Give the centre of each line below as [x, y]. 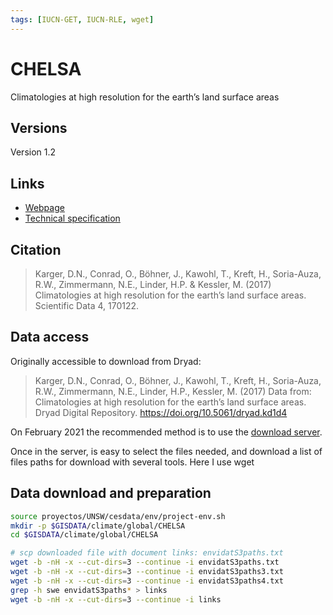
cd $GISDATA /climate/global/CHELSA [84, 535]
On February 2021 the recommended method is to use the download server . [166, 432]
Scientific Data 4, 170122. [87, 305]
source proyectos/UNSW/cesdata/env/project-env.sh [118, 516]
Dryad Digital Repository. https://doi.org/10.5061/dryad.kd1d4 [161, 412]
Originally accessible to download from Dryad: [106, 361]
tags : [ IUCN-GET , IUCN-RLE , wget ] [82, 19]
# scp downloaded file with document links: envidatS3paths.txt [147, 553]
